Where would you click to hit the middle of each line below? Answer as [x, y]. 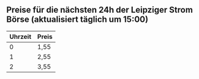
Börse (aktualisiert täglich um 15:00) [77, 20]
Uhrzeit [21, 36]
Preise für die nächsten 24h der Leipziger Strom [99, 10]
